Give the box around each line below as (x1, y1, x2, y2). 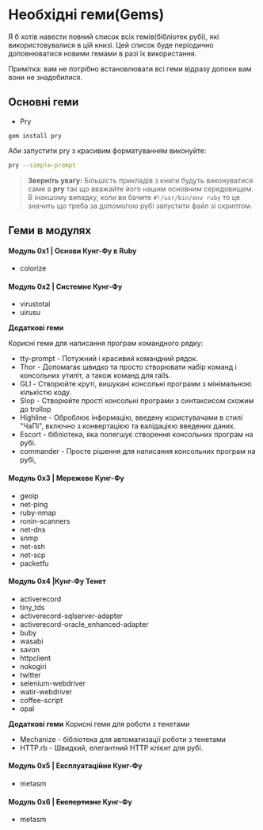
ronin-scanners (19, 516, 71, 525)
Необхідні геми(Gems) (8, 6, 165, 24)
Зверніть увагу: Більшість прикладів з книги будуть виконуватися (27, 175, 253, 185)
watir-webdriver (19, 686, 73, 696)
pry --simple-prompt (8, 161, 77, 169)
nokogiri (19, 661, 48, 671)
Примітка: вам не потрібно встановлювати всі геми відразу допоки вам (8, 63, 252, 73)
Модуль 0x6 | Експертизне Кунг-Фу (8, 797, 132, 806)
